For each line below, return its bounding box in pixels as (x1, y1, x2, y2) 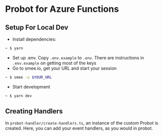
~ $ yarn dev (5, 93, 32, 98)
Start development (12, 84, 51, 90)
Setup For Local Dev (5, 23, 68, 32)
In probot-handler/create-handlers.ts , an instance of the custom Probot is (5, 120, 159, 126)
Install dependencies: (12, 36, 56, 42)
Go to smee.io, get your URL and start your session (12, 65, 117, 71)
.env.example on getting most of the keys (12, 60, 97, 66)
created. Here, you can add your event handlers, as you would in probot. (5, 125, 153, 132)
